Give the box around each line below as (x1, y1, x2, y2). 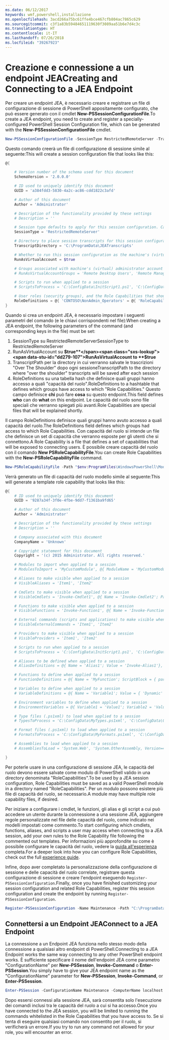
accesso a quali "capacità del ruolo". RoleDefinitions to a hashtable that (12, 381, 159, 387)
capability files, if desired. (5, 796, 59, 802)
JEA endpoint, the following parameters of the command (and (5, 323, 133, 329)
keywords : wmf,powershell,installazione (5, 12, 92, 17)
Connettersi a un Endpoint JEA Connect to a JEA (5, 920, 158, 928)
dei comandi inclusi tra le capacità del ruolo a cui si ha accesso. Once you (5, 1003, 157, 1009)
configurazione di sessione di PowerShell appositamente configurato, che (5, 105, 158, 111)
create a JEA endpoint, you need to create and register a (5, 116, 123, 122)
